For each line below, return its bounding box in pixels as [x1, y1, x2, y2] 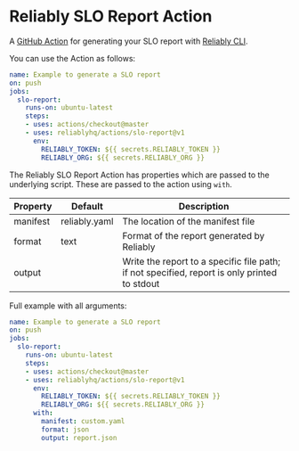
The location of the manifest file [122, 215, 255, 227]
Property [13, 200, 53, 212]
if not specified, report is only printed [122, 266, 278, 278]
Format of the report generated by [122, 229, 265, 242]
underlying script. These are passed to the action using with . [9, 178, 233, 189]
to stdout [122, 277, 160, 290]
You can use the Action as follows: [9, 53, 136, 63]
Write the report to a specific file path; [122, 255, 281, 267]
